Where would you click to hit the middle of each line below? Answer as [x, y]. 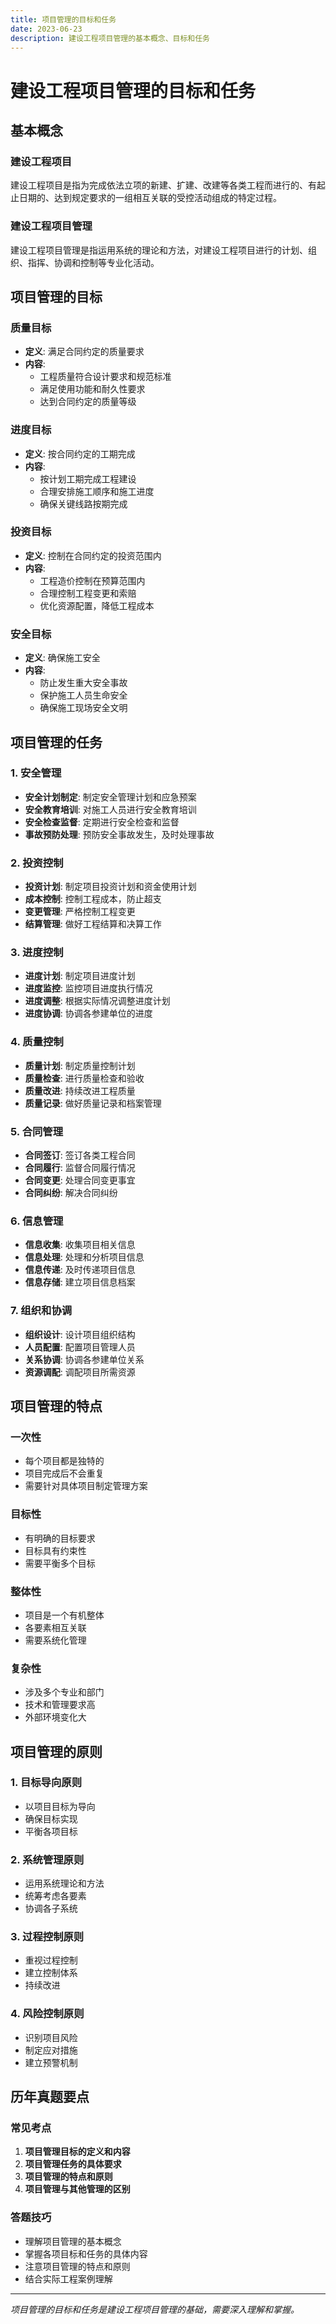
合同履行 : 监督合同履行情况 [80, 1167]
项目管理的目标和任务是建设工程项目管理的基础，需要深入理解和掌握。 [155, 2309]
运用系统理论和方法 [64, 1883]
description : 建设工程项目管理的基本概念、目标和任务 [110, 38]
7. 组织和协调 [41, 1311]
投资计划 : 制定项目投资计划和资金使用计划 [110, 887]
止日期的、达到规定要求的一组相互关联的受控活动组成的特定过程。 [146, 198]
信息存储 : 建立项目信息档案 [80, 1282]
